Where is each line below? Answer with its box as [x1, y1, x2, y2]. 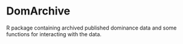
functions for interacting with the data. [6, 30, 101, 37]
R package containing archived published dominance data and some [6, 24, 177, 31]
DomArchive [6, 4, 71, 18]
